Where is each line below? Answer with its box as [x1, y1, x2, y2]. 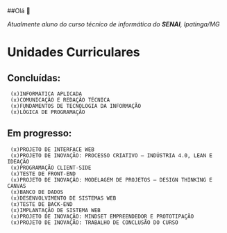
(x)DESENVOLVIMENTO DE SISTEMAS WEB [10, 195, 117, 202]
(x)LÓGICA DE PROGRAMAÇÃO [10, 109, 85, 115]
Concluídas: [7, 72, 61, 83]
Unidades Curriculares [7, 45, 140, 61]
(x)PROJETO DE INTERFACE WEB [10, 146, 95, 153]
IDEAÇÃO [7, 158, 30, 165]
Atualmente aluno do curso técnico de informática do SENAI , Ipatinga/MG [7, 20, 220, 28]
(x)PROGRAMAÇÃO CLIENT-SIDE [10, 164, 92, 171]
